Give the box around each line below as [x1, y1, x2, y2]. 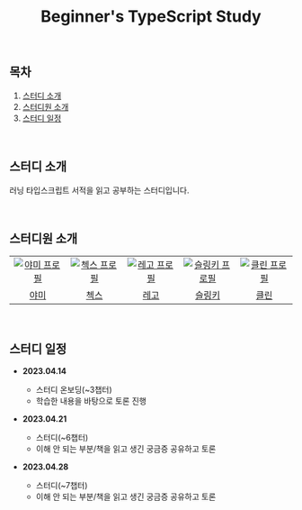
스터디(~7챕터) [35, 480, 88, 491]
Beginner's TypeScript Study [40, 6, 262, 27]
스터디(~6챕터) [35, 433, 89, 443]
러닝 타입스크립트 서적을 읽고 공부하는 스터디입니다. [9, 185, 190, 196]
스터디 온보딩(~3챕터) [35, 385, 112, 396]
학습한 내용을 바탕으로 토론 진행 [35, 396, 147, 406]
